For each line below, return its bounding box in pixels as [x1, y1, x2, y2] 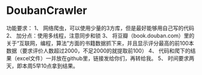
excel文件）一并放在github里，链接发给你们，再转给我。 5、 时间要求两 [16, 54, 195, 62]
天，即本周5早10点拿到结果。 [6, 62, 78, 70]
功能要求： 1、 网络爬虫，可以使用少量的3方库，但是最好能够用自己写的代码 [6, 24, 195, 31]
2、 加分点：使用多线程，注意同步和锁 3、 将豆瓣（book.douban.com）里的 [6, 31, 195, 39]
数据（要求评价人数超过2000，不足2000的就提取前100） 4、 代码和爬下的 [6, 47, 191, 54]
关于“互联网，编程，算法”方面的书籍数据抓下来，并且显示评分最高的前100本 [6, 39, 194, 47]
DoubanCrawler [6, 4, 87, 18]
